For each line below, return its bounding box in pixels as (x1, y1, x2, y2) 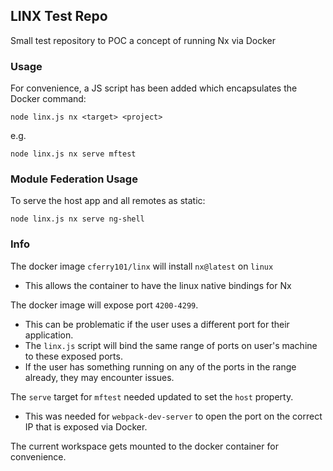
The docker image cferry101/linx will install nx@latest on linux (10, 260, 274, 272)
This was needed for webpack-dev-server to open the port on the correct (24, 410, 323, 422)
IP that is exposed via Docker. (24, 420, 148, 433)
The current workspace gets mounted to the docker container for (10, 440, 279, 452)
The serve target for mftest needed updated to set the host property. (10, 390, 294, 403)
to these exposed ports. (24, 350, 123, 362)
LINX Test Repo (10, 8, 108, 25)
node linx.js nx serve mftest (10, 149, 137, 159)
